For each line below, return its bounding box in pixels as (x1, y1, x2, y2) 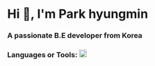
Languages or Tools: (7, 50, 78, 60)
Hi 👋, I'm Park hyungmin (7, 6, 148, 22)
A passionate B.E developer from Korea (7, 31, 142, 41)
